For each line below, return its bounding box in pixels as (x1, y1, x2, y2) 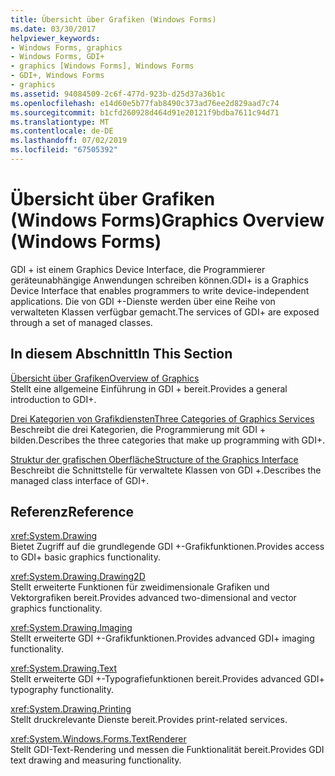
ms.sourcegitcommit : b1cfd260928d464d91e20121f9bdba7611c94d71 (10, 107, 280, 118)
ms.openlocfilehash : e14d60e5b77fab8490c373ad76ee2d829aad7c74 (10, 98, 280, 108)
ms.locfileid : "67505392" (10, 145, 118, 155)
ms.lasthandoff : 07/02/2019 (10, 136, 128, 146)
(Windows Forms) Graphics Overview (10, 209, 325, 232)
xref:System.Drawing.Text (10, 662, 117, 675)
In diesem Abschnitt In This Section (10, 346, 233, 363)
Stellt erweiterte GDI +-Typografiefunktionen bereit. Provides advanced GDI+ (10, 673, 325, 685)
